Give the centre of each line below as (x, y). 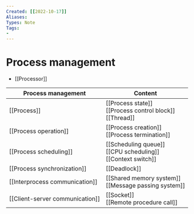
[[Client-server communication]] (55, 199)
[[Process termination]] (138, 135)
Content (145, 93)
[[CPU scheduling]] (133, 152)
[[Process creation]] (133, 128)
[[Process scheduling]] (41, 152)
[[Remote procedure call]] (142, 202)
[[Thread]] (120, 118)
